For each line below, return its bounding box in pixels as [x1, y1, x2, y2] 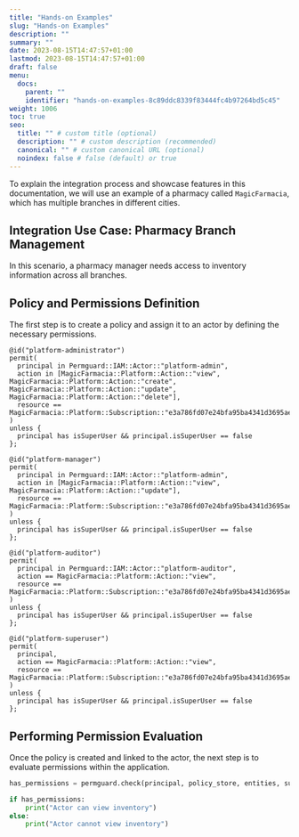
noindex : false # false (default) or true [17, 153, 177, 163]
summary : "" [9, 37, 53, 47]
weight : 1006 [9, 104, 58, 113]
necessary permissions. [9, 329, 97, 339]
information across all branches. [9, 270, 127, 280]
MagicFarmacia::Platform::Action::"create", [9, 378, 177, 386]
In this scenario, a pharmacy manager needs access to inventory [9, 260, 246, 272]
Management [9, 237, 85, 252]
